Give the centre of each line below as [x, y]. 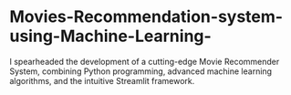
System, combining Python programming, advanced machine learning [140, 71]
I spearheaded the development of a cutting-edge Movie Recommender [145, 61]
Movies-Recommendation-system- [146, 17]
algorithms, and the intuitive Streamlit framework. [102, 80]
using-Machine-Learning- [110, 36]
